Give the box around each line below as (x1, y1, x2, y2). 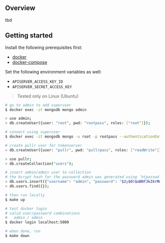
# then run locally (5, 192, 45, 198)
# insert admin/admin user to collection (5, 170, 91, 175)
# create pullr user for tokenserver (5, 143, 82, 148)
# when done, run (5, 229, 41, 234)
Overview (5, 4, 36, 12)
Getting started (5, 32, 53, 40)
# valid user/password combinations (5, 210, 80, 216)
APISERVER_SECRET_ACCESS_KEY (12, 84, 72, 89)
